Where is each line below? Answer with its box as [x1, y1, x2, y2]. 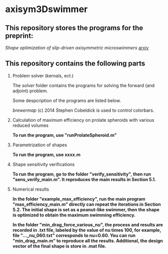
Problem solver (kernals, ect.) [12, 72, 74, 78]
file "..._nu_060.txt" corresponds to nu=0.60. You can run [12, 232, 136, 238]
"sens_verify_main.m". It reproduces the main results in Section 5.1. [12, 176, 156, 182]
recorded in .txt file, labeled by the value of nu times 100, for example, [12, 227, 161, 233]
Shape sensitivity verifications [12, 161, 75, 167]
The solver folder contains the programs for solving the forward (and [12, 82, 155, 89]
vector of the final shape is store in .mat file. [12, 243, 107, 249]
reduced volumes [12, 122, 49, 128]
